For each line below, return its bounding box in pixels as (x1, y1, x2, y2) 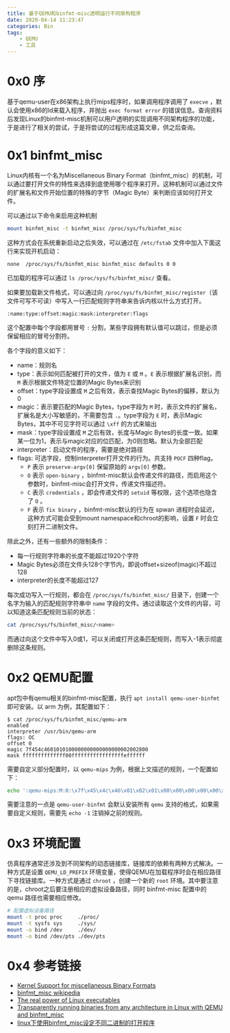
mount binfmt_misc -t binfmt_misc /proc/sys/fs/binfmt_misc (7, 225, 183, 232)
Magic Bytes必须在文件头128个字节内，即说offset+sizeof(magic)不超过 (16, 560, 217, 568)
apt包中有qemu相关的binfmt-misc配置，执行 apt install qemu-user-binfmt (7, 694, 220, 702)
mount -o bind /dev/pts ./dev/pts (7, 933, 106, 940)
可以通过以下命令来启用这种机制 (7, 211, 97, 219)
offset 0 (7, 740, 32, 747)
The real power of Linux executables (16, 995, 120, 1004)
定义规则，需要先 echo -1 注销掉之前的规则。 (18, 809, 146, 817)
